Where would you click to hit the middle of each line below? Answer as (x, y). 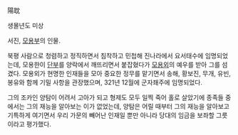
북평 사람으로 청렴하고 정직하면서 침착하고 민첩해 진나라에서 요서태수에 (105, 56)
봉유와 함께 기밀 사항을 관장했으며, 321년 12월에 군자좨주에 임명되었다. (105, 82)
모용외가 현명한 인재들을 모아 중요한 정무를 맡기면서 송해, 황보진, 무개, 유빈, (127, 74)
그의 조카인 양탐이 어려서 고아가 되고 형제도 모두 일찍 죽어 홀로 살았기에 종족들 (116, 97)
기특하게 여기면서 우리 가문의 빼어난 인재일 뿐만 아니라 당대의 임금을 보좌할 (111, 115)
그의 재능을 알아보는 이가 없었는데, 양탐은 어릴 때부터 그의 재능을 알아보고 (128, 106)
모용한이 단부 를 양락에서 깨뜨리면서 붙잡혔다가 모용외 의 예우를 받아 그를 (121, 65)
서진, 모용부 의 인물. (34, 40)
